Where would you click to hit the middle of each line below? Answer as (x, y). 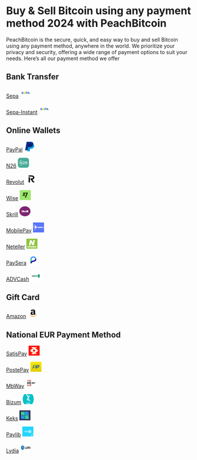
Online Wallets (33, 131)
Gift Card (23, 297)
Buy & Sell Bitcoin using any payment (98, 11)
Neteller (16, 246)
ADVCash (18, 279)
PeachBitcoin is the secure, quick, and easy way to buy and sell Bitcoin (92, 39)
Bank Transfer (33, 77)
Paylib (14, 435)
